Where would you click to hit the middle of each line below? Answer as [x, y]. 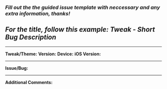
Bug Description [31, 37]
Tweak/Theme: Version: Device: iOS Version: [53, 54]
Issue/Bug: [17, 68]
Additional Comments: [29, 82]
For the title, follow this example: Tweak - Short [80, 29]
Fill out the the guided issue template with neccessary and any [83, 7]
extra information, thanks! [38, 13]
